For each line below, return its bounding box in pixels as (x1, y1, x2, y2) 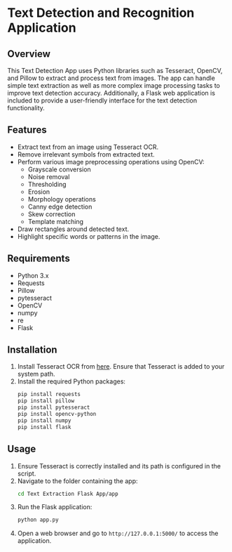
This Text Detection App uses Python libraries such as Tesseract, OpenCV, (7, 67, 223, 74)
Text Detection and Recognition (7, 5, 195, 21)
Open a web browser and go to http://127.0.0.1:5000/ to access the (17, 529, 219, 538)
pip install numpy (17, 416, 71, 424)
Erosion (27, 188, 50, 196)
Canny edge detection (27, 202, 93, 211)
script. (17, 469, 36, 478)
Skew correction (27, 209, 76, 218)
